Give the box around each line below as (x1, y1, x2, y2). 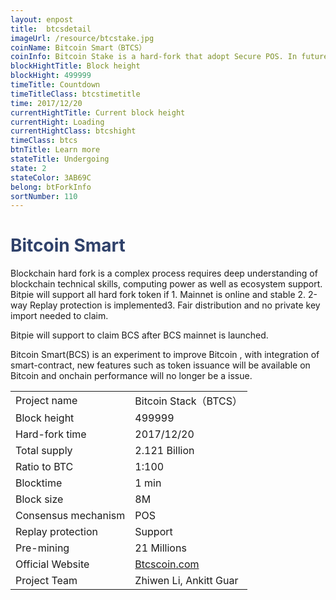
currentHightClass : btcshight (10, 126, 137, 136)
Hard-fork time (15, 427, 87, 441)
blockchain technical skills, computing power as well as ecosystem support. (10, 278, 323, 290)
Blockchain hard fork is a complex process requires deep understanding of (10, 267, 318, 280)
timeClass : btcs (10, 136, 78, 146)
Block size (15, 492, 64, 506)
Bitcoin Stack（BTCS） (134, 394, 243, 408)
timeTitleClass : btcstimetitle (10, 89, 141, 99)
